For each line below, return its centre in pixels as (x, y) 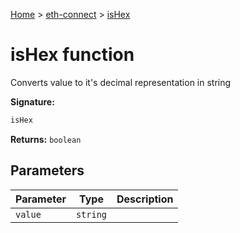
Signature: (32, 101)
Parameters (47, 170)
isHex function (72, 55)
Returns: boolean (46, 139)
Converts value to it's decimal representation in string (121, 82)
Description (145, 199)
